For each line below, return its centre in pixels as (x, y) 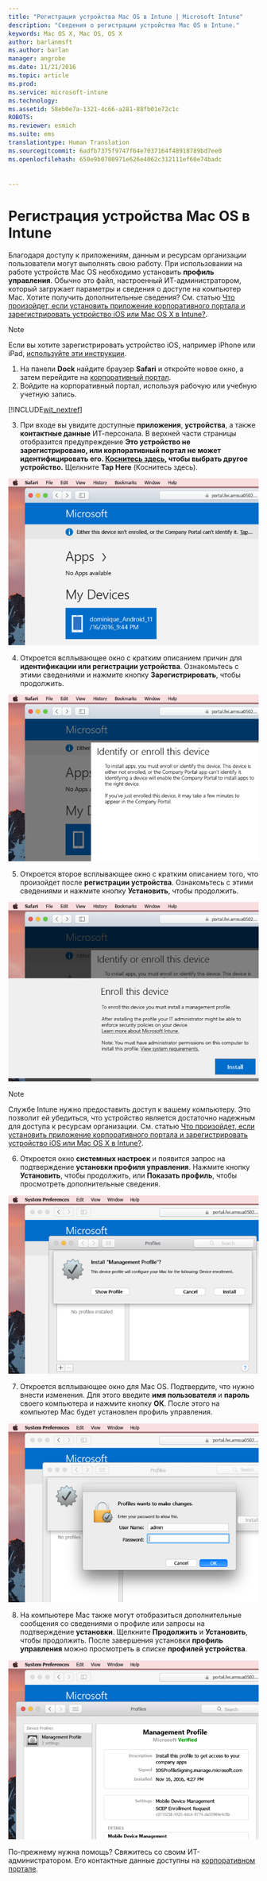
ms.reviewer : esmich (43, 126)
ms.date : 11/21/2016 (43, 68)
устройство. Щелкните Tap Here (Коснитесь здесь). (109, 467)
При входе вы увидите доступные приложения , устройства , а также (137, 425)
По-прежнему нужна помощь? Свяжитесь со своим (97, 1852)
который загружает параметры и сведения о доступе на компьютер (125, 289)
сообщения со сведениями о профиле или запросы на (112, 1624)
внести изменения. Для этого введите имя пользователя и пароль (135, 1395)
